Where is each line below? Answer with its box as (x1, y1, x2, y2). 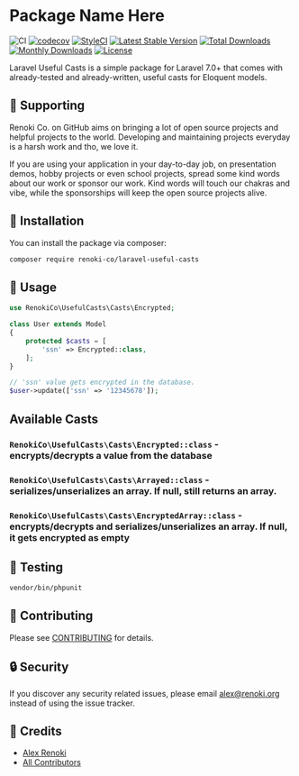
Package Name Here (9, 5, 165, 26)
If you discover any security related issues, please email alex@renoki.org (9, 688, 280, 698)
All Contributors (22, 757, 81, 768)
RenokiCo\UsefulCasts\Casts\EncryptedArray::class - (9, 509, 243, 522)
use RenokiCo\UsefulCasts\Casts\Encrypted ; (9, 304, 176, 313)
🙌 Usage (9, 279, 57, 295)
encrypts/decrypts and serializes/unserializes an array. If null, (9, 520, 288, 533)
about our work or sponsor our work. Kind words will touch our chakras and (9, 178, 291, 188)
